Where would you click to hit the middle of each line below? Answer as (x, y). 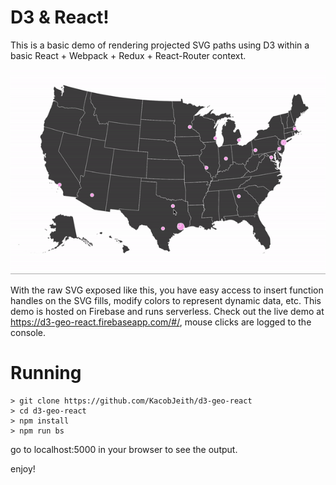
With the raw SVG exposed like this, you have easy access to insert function (167, 290)
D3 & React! (60, 17)
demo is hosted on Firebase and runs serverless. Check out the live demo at (167, 311)
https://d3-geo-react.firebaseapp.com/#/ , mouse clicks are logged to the (161, 322)
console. (28, 332)
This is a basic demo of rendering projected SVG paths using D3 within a (160, 45)
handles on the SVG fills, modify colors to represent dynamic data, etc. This (166, 300)
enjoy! (23, 468)
